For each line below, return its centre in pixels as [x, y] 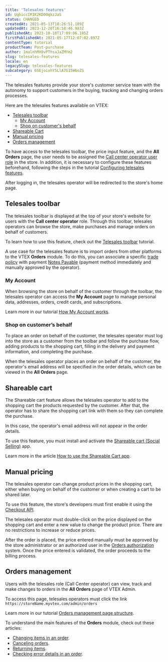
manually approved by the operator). [43, 267]
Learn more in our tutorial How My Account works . [57, 312]
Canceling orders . [31, 643]
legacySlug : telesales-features [39, 66]
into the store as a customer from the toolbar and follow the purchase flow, [82, 341]
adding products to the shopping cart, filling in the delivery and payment [80, 346]
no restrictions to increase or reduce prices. [51, 530]
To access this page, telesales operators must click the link [66, 599]
